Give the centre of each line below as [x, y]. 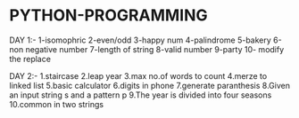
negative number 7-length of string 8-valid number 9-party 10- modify [155, 49]
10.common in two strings [57, 104]
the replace [30, 59]
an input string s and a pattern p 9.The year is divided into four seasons [141, 95]
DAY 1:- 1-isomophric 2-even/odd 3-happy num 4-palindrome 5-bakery [141, 40]
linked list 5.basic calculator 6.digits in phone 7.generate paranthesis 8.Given [149, 85]
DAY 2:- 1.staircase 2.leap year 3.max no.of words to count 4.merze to [138, 75]
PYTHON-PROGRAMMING [108, 16]
